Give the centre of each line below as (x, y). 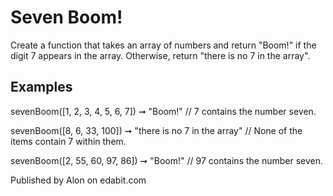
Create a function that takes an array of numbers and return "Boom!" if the (163, 45)
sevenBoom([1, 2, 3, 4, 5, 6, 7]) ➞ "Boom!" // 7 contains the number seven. (163, 111)
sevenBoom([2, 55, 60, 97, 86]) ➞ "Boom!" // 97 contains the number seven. (167, 160)
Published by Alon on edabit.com (78, 180)
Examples (41, 87)
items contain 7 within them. (68, 141)
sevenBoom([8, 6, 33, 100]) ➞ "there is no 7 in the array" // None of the (156, 130)
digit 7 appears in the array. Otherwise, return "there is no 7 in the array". (160, 55)
